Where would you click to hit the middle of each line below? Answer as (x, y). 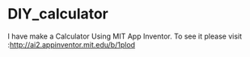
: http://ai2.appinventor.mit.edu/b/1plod (71, 44)
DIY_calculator (58, 14)
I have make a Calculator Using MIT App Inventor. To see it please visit (125, 36)
